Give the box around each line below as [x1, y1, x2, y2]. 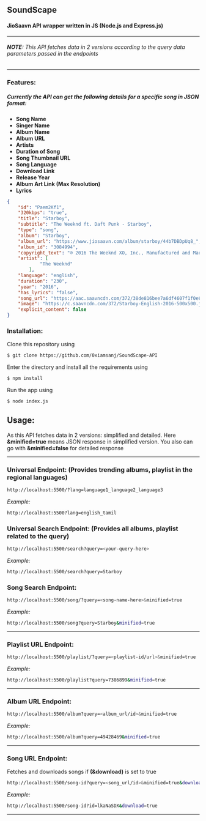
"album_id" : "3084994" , [18, 244, 79, 250]
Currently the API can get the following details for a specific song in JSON [7, 93, 199, 100]
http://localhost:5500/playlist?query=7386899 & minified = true [7, 677, 166, 683]
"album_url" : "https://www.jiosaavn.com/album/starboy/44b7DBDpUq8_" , [18, 238, 202, 244]
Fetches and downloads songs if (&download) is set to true [7, 768, 156, 776]
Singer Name [15, 122, 50, 129]
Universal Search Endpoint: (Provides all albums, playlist [7, 524, 178, 533]
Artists [15, 141, 34, 149]
